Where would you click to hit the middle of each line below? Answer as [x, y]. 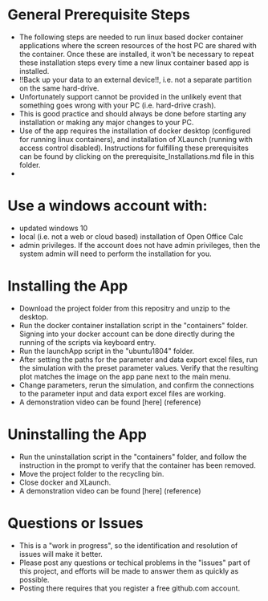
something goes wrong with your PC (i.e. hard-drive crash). [118, 105]
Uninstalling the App [77, 434]
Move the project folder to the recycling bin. [91, 473]
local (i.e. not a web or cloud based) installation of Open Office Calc [131, 236]
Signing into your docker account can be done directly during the [127, 334]
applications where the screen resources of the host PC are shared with [138, 45]
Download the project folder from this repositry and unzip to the [124, 308]
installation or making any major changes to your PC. [106, 122]
